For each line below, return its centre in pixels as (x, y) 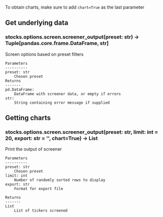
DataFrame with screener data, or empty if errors (68, 94)
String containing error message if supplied (62, 103)
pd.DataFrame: (20, 89)
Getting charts (28, 118)
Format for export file (39, 189)
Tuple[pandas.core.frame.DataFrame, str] (57, 43)
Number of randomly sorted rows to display (60, 180)
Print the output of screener (34, 149)
